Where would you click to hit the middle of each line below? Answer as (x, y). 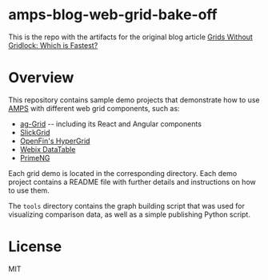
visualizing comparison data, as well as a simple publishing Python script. (129, 214)
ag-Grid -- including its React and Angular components (111, 124)
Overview (41, 78)
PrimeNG (35, 158)
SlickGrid (35, 132)
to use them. (29, 190)
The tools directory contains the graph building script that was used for (127, 206)
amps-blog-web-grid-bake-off (113, 15)
